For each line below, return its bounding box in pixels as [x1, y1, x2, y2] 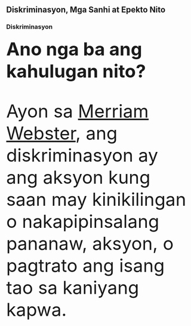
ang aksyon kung [6, 166, 151, 188]
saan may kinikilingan [6, 188, 187, 211]
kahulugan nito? [6, 59, 146, 83]
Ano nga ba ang [6, 37, 143, 60]
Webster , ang [6, 121, 118, 144]
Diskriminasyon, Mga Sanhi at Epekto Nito [6, 5, 166, 15]
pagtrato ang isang [6, 254, 165, 277]
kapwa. [6, 298, 67, 321]
